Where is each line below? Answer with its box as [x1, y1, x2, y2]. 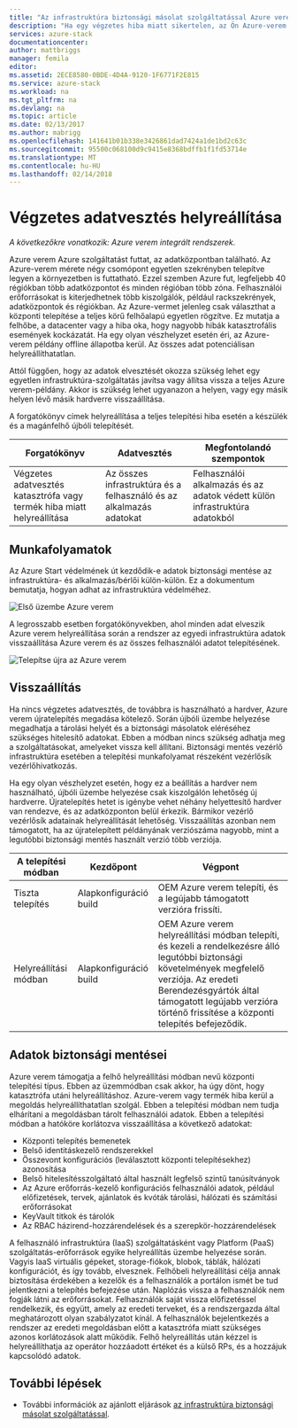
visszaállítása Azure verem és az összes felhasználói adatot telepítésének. [9, 637, 280, 648]
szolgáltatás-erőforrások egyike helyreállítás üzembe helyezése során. [9, 1246, 267, 1257]
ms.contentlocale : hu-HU [9, 161, 101, 170]
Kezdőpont [89, 861, 137, 873]
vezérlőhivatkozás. [9, 760, 78, 771]
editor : [9, 63, 38, 72]
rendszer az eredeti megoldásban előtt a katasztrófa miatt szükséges [9, 1322, 262, 1332]
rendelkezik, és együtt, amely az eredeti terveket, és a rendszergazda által [9, 1303, 280, 1314]
